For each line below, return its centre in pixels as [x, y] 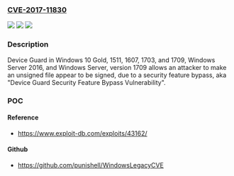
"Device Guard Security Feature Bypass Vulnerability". [87, 82]
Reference [23, 117]
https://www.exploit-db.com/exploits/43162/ [82, 133]
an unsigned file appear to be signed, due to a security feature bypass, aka [117, 75]
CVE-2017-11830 [37, 10]
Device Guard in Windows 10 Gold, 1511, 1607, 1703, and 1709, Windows [111, 60]
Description [28, 45]
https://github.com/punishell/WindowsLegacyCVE [91, 165]
